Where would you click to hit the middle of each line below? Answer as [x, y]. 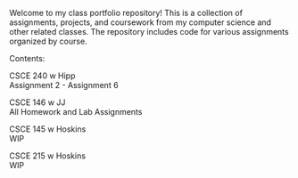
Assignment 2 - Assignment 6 [64, 85]
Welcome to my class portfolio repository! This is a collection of [126, 13]
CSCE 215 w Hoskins [48, 156]
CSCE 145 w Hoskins [48, 129]
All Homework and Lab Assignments [76, 112]
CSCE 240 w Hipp [42, 76]
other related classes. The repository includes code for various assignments [149, 32]
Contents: [27, 58]
